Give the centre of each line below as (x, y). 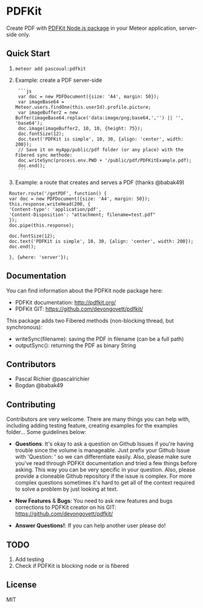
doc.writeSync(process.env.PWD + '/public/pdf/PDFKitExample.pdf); (105, 160)
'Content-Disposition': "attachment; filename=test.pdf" (82, 215)
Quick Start (28, 54)
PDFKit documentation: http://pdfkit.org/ (65, 302)
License (22, 585)
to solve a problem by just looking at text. (66, 489)
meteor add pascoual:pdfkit (50, 69)
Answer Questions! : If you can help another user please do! (90, 526)
